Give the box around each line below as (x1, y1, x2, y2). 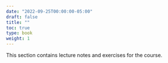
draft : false (6, 14, 38, 20)
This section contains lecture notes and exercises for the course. (6, 52, 163, 58)
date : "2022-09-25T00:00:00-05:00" (6, 8, 93, 15)
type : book (6, 30, 33, 36)
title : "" (6, 19, 30, 25)
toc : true (6, 24, 30, 31)
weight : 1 (6, 36, 30, 41)
